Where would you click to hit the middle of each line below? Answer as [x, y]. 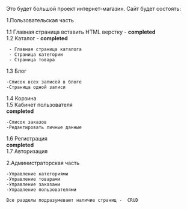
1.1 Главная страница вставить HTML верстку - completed [81, 32]
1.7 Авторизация [27, 151]
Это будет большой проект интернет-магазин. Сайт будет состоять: [94, 9]
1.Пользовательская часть [40, 20]
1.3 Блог [17, 71]
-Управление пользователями [41, 190]
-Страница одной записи [36, 87]
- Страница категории [36, 55]
